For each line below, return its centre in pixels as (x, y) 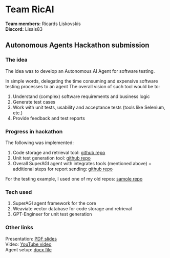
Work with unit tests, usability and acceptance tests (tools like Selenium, (89, 107)
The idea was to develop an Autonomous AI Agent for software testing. (80, 71)
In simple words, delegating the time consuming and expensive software (82, 81)
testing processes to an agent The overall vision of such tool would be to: (83, 86)
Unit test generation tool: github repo (52, 158)
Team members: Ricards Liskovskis (43, 24)
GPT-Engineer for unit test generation (52, 214)
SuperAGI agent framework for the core (54, 203)
